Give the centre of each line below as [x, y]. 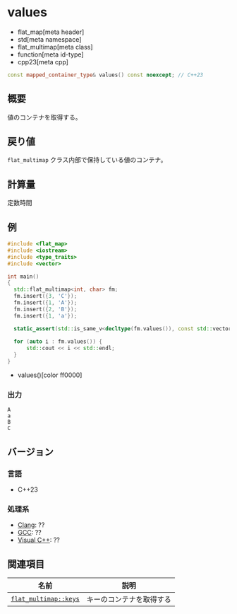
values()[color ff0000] [50, 375]
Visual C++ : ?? [38, 540]
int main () [23, 277]
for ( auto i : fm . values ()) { [58, 342]
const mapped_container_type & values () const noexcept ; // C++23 [105, 75]
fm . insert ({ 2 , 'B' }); [45, 309]
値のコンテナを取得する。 [44, 117]
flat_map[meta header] [51, 32]
